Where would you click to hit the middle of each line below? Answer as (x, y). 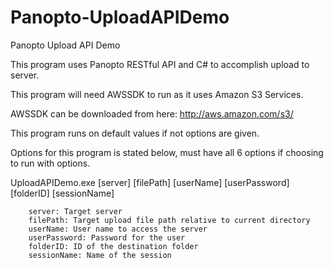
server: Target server (75, 211)
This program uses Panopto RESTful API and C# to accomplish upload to (160, 64)
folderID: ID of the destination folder (113, 246)
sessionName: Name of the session (100, 255)
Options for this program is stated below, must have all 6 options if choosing (167, 152)
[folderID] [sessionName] (62, 193)
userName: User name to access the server (118, 229)
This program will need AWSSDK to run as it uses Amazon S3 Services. (157, 94)
